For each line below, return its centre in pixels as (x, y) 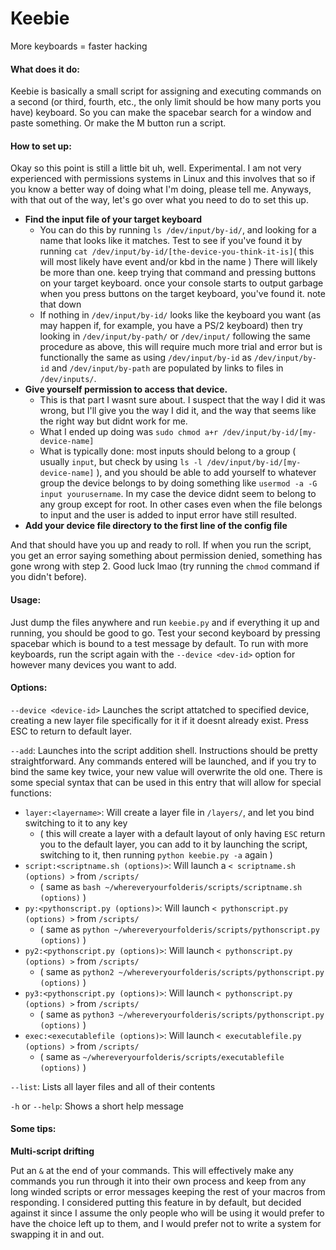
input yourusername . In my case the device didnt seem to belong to (178, 494)
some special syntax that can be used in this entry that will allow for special (166, 782)
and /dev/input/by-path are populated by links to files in (167, 368)
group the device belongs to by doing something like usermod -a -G (178, 483)
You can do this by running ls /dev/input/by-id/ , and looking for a (178, 230)
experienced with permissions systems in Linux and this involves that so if (163, 179)
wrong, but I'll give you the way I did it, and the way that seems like (178, 411)
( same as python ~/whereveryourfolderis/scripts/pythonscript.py (179, 929)
